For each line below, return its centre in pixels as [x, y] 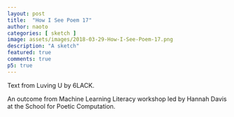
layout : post [26, 14]
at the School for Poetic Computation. [61, 106]
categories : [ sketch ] [42, 33]
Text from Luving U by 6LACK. [51, 85]
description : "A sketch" [43, 46]
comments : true [29, 59]
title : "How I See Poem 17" [50, 20]
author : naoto [28, 26]
